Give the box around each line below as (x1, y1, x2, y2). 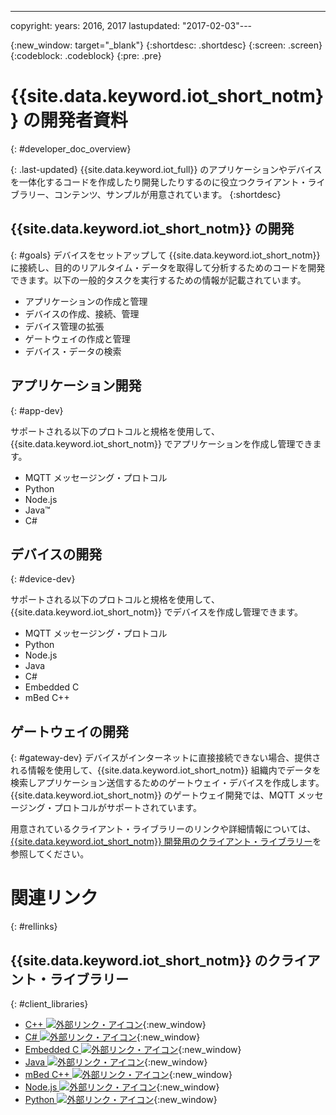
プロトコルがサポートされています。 (53, 802, 202, 814)
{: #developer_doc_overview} (10, 142, 132, 155)
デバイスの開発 (10, 546, 103, 563)
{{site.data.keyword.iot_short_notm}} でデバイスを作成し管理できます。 (10, 606, 303, 618)
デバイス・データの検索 (24, 345, 122, 357)
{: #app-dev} (10, 404, 64, 416)
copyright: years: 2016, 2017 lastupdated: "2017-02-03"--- (10, 20, 253, 31)
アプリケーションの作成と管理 (24, 295, 148, 307)
